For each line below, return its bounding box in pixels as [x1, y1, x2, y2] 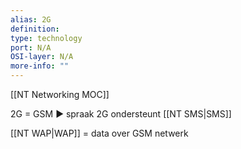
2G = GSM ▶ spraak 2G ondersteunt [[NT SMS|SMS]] [10, 108, 232, 120]
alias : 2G [10, 14, 52, 25]
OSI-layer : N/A [10, 52, 74, 62]
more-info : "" [10, 61, 70, 71]
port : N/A [10, 42, 52, 53]
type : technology [10, 33, 83, 43]
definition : [10, 24, 60, 34]
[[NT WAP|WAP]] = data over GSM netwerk [10, 127, 189, 139]
